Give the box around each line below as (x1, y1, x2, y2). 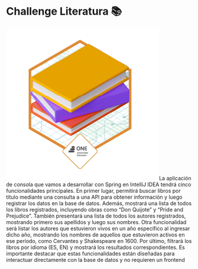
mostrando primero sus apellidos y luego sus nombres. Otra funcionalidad (6, 218, 187, 225)
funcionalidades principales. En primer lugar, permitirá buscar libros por (6, 187, 181, 194)
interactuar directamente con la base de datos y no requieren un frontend (6, 256, 185, 263)
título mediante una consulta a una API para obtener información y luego (6, 193, 183, 200)
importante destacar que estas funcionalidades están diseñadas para (6, 249, 175, 257)
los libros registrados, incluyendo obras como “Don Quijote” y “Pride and (6, 206, 183, 213)
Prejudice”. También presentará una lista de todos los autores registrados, (6, 212, 186, 219)
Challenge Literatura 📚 (6, 5, 122, 18)
